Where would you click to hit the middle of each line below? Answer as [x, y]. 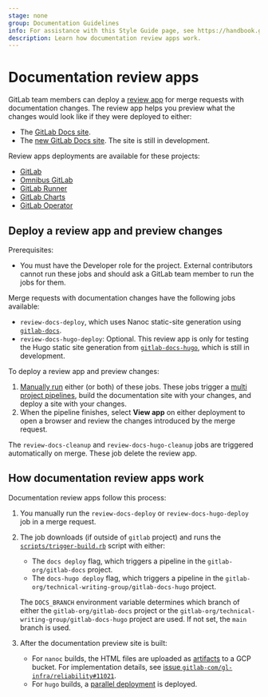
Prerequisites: [31, 250]
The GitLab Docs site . [55, 132]
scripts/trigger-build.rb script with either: [93, 545]
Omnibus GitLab [46, 180]
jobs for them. [43, 282]
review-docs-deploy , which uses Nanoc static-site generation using [130, 322]
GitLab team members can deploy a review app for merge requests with [126, 100]
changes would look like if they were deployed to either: [100, 117]
